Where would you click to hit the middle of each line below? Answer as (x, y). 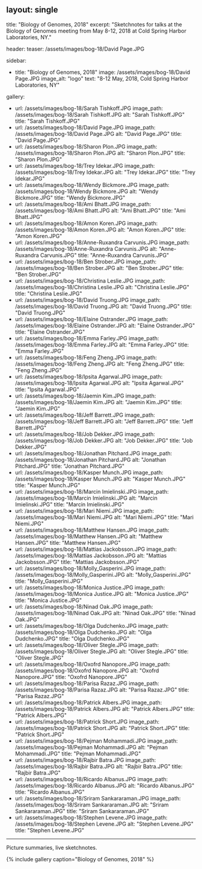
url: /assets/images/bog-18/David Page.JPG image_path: (85, 127)
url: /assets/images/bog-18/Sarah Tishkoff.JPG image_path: (89, 108)
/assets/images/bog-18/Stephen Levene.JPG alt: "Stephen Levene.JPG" (104, 824)
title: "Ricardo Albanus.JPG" (50, 792)
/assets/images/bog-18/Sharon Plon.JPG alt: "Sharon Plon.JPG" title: (100, 153)
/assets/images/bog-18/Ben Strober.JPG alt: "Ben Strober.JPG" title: (99, 268)
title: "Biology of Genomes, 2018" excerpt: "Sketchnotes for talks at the (94, 24)
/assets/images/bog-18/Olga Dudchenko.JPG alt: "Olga (83, 632)
